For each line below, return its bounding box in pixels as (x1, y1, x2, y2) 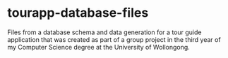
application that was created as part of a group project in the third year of (7, 35, 221, 43)
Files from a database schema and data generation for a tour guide (7, 28, 202, 36)
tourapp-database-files (7, 5, 149, 21)
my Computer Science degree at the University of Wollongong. (7, 43, 191, 51)
